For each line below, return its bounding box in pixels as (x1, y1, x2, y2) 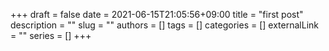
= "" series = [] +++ (10, 30, 92, 41)
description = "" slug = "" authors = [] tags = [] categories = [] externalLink (10, 19, 319, 31)
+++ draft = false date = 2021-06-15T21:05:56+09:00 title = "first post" (10, 9, 304, 20)
